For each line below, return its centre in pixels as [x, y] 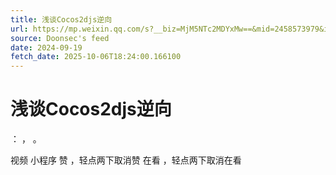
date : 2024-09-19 [46, 47]
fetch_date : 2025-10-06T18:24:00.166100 [96, 57]
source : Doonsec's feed [60, 38]
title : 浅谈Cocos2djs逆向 [61, 19]
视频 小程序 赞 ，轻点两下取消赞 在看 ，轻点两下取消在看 [126, 160]
